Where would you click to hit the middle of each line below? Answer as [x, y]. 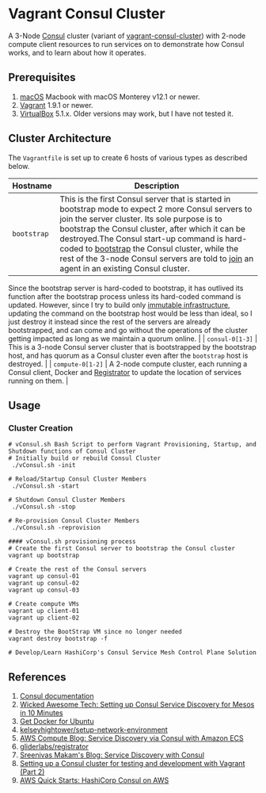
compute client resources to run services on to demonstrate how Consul [126, 44]
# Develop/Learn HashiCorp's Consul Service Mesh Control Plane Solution [133, 653]
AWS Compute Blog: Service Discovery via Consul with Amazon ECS [131, 738]
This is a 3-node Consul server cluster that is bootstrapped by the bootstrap [132, 347]
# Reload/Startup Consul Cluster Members [78, 479]
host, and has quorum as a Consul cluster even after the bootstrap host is [128, 355]
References [37, 677]
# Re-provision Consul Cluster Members [74, 521]
